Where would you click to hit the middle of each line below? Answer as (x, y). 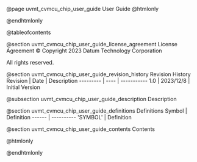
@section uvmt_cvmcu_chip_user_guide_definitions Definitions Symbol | (97, 111)
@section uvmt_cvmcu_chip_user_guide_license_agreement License (92, 44)
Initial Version (23, 87)
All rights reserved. (30, 62)
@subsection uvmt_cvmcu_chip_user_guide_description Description (91, 99)
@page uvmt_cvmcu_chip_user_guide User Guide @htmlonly (83, 9)
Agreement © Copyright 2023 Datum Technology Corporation (84, 51)
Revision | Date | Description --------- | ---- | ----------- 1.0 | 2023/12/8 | (98, 81)
